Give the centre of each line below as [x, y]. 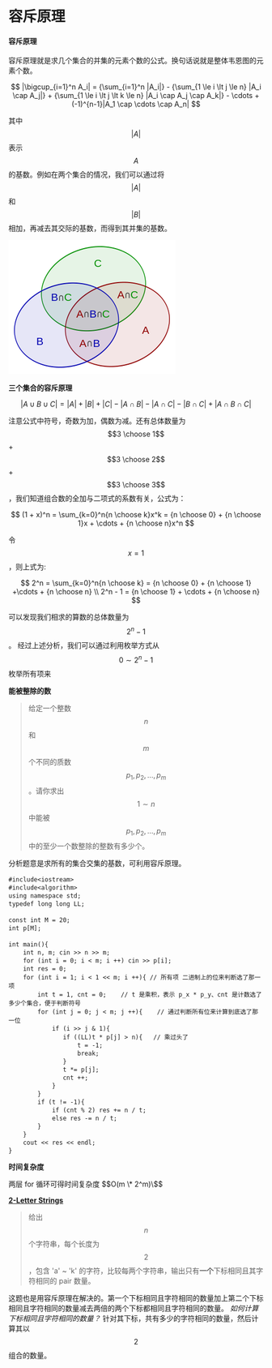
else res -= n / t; [84, 1119]
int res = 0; [45, 969]
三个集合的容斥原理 [40, 388]
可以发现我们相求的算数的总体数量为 [69, 617]
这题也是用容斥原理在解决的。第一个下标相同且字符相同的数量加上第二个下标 [136, 1298]
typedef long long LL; [47, 904]
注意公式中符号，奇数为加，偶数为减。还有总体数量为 [97, 421]
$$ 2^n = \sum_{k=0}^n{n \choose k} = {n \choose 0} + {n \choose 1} [136, 583]
